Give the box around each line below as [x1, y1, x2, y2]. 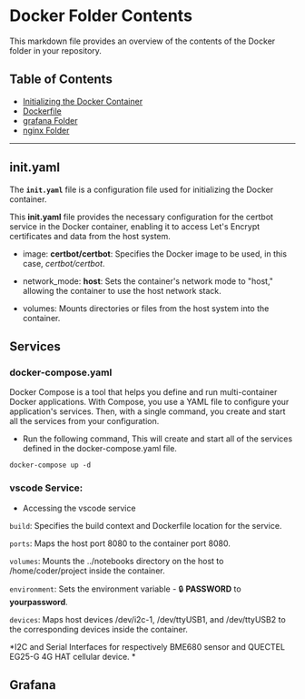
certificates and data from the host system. [9, 230, 171, 241]
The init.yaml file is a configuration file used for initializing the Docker [9, 184, 274, 195]
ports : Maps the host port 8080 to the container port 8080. [9, 538, 231, 549]
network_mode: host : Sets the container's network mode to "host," [22, 275, 274, 287]
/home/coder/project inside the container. [9, 565, 165, 576]
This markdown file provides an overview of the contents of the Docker [9, 35, 276, 46]
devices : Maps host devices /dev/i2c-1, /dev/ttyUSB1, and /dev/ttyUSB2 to [9, 613, 286, 624]
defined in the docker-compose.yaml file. [22, 443, 177, 454]
